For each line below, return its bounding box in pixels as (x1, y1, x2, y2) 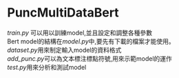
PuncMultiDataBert (7, 5, 119, 21)
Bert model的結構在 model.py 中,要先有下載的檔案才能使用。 (7, 37, 176, 46)
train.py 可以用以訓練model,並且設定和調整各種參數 (7, 28, 153, 37)
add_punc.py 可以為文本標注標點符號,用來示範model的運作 (7, 54, 172, 63)
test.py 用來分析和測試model (7, 63, 87, 71)
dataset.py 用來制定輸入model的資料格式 (7, 46, 122, 54)
